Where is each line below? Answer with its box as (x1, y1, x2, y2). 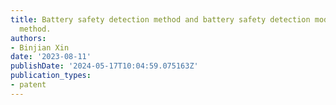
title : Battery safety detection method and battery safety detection (10, 14, 311, 25)
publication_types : (10, 71, 92, 81)
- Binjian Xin (10, 42, 70, 53)
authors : (10, 33, 47, 43)
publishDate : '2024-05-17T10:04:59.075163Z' (10, 61, 199, 71)
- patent (10, 80, 47, 90)
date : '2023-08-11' (10, 52, 92, 62)
